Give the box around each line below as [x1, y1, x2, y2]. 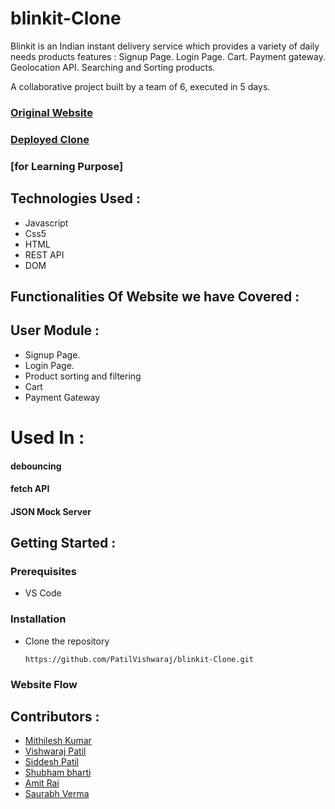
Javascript [24, 217, 69, 229]
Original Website [10, 105, 93, 119]
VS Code [24, 587, 62, 599]
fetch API [10, 483, 50, 495]
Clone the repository [24, 635, 110, 647]
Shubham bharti [24, 767, 92, 779]
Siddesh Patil [24, 756, 80, 768]
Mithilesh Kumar [24, 735, 92, 747]
